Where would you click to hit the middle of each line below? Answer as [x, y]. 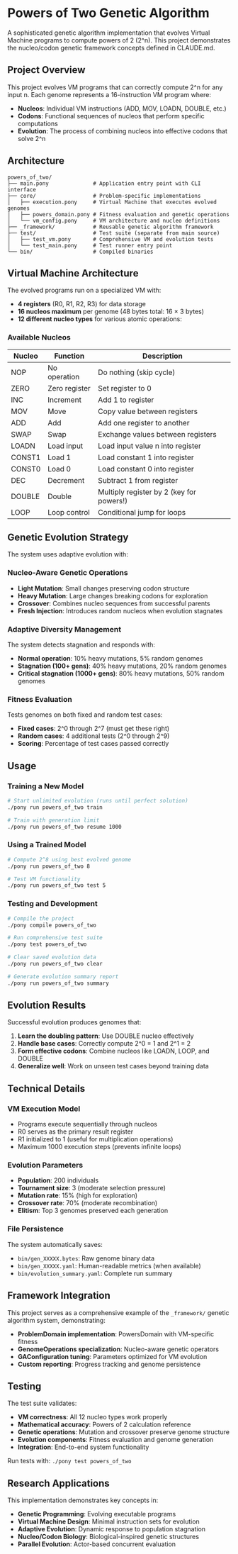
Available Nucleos [39, 337]
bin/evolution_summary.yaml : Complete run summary [95, 1273]
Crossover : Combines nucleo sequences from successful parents [114, 603]
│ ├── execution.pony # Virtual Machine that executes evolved [112, 202]
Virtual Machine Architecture [73, 273]
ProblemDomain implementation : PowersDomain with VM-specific [116, 1334]
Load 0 [59, 469]
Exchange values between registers [158, 434]
